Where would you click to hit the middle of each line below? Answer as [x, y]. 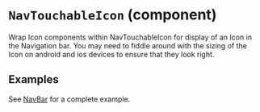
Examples [34, 79]
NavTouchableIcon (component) [113, 15]
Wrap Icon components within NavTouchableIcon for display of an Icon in [130, 37]
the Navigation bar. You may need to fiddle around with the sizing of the [128, 45]
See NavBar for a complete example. [69, 99]
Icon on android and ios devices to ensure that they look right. [111, 54]
